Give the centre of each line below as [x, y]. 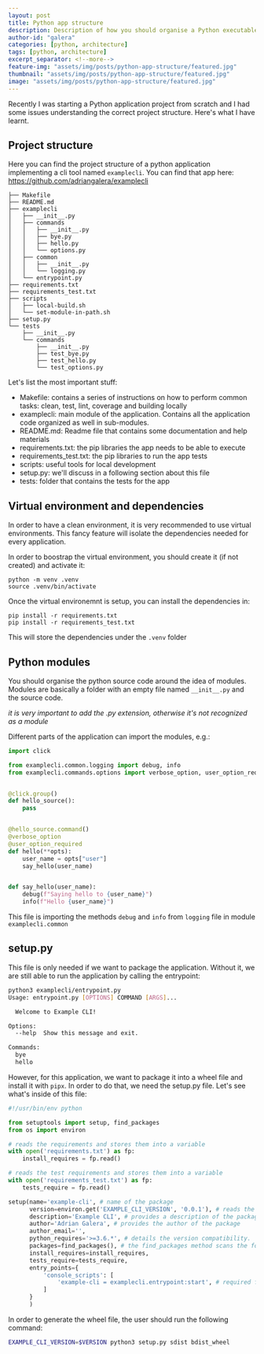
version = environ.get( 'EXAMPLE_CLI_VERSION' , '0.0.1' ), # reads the [142, 1209]
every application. [37, 542]
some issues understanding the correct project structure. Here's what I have [132, 112]
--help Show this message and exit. [77, 1033]
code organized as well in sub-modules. [84, 423]
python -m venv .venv [44, 580]
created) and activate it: [47, 566]
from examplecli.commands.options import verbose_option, [105, 773]
